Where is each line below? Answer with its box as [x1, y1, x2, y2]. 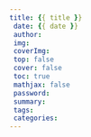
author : [13, 30, 42, 39]
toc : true [13, 72, 50, 81]
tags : [13, 105, 34, 114]
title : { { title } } [9, 13, 83, 23]
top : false [13, 55, 54, 64]
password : [13, 88, 50, 97]
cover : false [13, 64, 63, 73]
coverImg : [13, 47, 50, 56]
